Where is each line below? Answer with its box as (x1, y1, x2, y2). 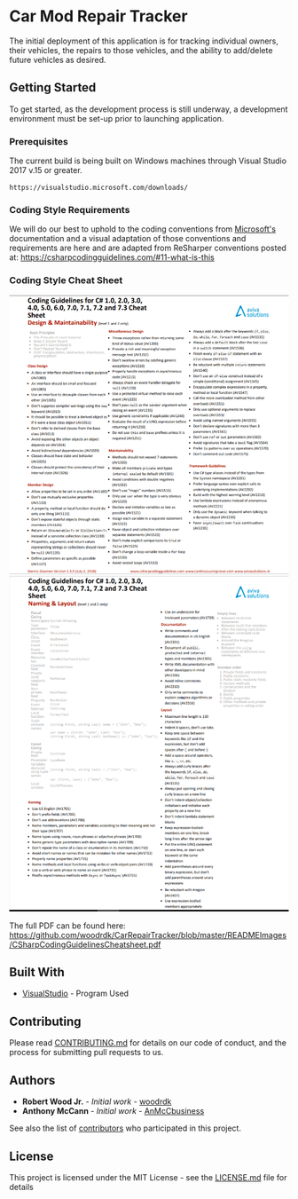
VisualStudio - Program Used (21, 988, 129, 999)
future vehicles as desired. (9, 54, 106, 65)
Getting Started (9, 80, 97, 95)
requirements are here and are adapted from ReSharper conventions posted (9, 242, 286, 254)
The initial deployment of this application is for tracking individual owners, (9, 35, 279, 46)
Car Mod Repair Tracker (9, 6, 188, 27)
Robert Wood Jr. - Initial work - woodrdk (21, 1096, 172, 1107)
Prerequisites (9, 135, 68, 147)
